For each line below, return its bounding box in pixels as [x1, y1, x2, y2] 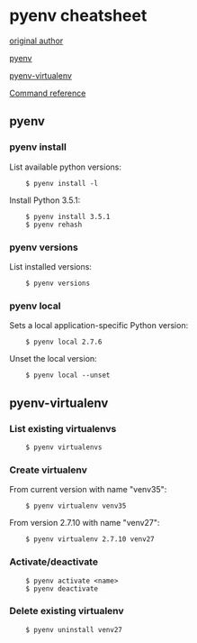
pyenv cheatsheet [9, 5, 148, 26]
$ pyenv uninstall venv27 [25, 625, 123, 634]
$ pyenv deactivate [25, 583, 99, 593]
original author [9, 35, 64, 46]
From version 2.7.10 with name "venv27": [9, 518, 160, 528]
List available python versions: [9, 161, 121, 172]
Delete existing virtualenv [9, 605, 124, 618]
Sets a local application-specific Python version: [9, 320, 189, 331]
